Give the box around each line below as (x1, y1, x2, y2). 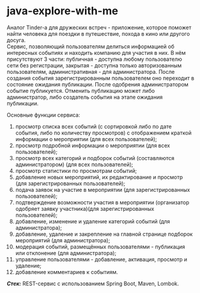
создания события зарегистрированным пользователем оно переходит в (7, 74, 195, 82)
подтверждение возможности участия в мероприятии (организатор (15, 198, 190, 206)
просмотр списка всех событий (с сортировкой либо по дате (15, 123, 172, 130)
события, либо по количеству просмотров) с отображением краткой (15, 129, 192, 136)
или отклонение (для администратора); (15, 249, 117, 257)
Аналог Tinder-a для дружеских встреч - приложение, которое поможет (7, 24, 192, 31)
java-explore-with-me (7, 4, 118, 18)
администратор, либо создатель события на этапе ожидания (7, 93, 163, 101)
